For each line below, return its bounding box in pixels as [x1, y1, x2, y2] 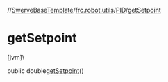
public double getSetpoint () [7, 66, 84, 75]
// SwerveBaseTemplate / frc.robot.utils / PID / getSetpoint [7, 6, 161, 14]
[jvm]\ [7, 53, 25, 61]
